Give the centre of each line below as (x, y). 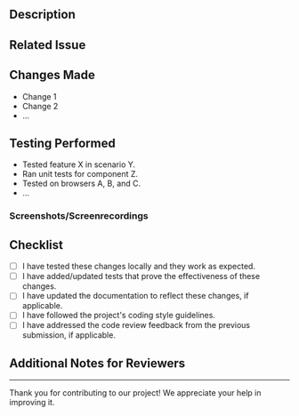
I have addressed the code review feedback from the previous (136, 325)
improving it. (32, 403)
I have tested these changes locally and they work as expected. (139, 267)
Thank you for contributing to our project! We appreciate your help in (135, 393)
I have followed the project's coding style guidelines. (119, 316)
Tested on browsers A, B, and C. (81, 184)
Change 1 (39, 96)
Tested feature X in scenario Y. (79, 164)
